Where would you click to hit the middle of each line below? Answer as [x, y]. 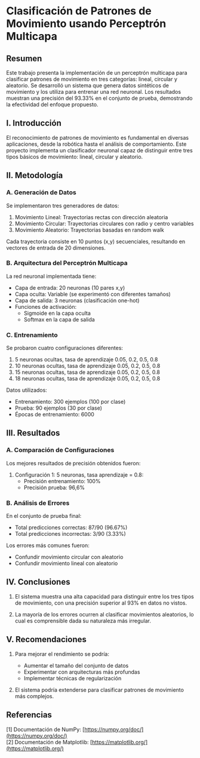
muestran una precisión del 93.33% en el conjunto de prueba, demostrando [99, 98]
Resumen [24, 58]
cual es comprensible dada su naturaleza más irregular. [83, 621]
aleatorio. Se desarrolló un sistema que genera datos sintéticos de [87, 85]
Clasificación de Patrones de [79, 11]
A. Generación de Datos [41, 192]
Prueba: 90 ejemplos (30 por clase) [59, 408]
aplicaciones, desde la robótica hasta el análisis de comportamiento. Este [96, 144]
